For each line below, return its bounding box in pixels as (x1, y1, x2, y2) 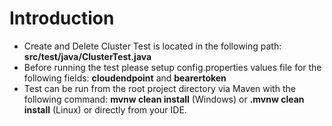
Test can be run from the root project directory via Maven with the (23, 82, 296, 94)
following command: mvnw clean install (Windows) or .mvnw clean (23, 93, 305, 105)
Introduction (9, 7, 115, 30)
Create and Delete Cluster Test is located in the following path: (23, 40, 282, 52)
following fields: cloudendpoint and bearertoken (23, 72, 227, 84)
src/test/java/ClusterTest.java (23, 50, 152, 62)
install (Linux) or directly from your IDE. (23, 103, 187, 116)
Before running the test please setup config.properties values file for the (23, 61, 322, 73)
